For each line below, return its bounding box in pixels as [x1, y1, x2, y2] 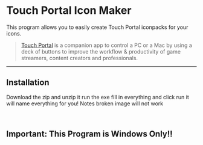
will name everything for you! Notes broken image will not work [6, 100, 164, 107]
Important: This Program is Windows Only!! [6, 129, 173, 139]
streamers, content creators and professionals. [21, 54, 138, 61]
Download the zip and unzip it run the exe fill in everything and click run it [6, 93, 189, 100]
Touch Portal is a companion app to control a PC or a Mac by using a [21, 42, 192, 49]
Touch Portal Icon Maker [6, 4, 132, 17]
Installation [6, 78, 50, 88]
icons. [6, 29, 22, 37]
